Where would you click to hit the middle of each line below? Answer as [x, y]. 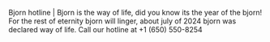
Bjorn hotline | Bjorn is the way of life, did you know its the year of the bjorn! [135, 13]
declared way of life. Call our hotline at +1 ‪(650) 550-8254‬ [105, 29]
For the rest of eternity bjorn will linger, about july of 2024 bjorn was [122, 21]
